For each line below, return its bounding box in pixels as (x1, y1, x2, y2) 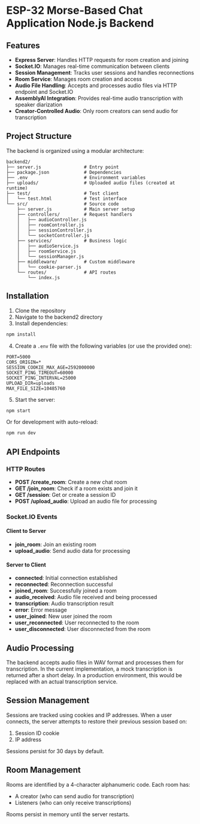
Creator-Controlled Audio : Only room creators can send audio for (14, 108, 178, 114)
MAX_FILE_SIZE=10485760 (6, 386, 66, 392)
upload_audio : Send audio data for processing (14, 547, 131, 555)
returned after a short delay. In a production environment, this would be (6, 672, 183, 679)
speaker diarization (14, 101, 63, 108)
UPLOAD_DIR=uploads (6, 380, 55, 386)
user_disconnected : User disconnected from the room (14, 626, 151, 633)
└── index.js (28, 274, 60, 280)
